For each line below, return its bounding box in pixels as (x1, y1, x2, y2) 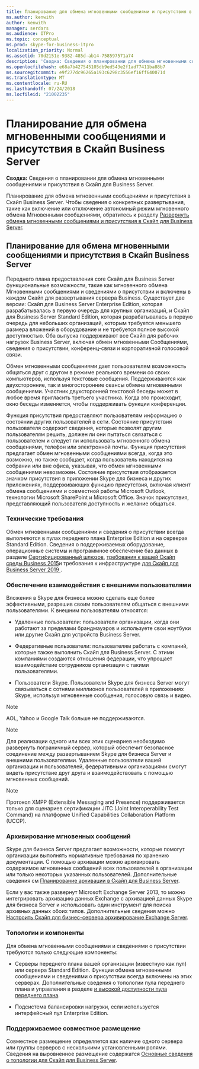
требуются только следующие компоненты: (6, 949, 118, 956)
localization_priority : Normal (6, 47, 84, 53)
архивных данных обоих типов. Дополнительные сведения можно (6, 908, 175, 915)
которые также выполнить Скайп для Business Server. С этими (14, 649, 174, 656)
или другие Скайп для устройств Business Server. (14, 631, 141, 638)
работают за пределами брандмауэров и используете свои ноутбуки (14, 625, 191, 632)
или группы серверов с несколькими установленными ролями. (6, 1043, 168, 1051)
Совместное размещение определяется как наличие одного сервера (6, 1038, 183, 1045)
